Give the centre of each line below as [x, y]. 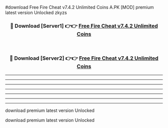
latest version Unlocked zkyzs [36, 13]
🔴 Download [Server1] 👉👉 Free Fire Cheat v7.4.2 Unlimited [84, 26]
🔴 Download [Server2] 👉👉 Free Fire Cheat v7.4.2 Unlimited [84, 58]
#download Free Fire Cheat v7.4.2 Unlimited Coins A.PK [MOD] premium [79, 7]
